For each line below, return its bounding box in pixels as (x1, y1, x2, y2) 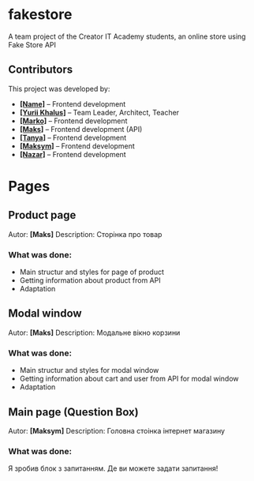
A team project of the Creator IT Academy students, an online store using (8, 32, 246, 41)
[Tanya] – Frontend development (19, 133, 127, 142)
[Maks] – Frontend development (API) (19, 124, 143, 133)
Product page (8, 209, 77, 222)
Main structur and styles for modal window (19, 366, 159, 375)
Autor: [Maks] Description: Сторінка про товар (8, 229, 162, 239)
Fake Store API (8, 39, 57, 49)
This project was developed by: (8, 84, 110, 93)
